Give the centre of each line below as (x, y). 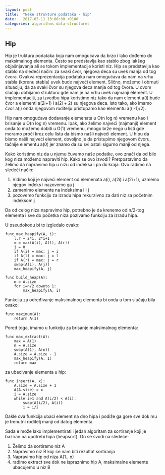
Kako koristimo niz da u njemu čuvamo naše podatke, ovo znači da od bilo (81, 154)
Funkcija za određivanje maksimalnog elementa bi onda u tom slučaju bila (80, 300)
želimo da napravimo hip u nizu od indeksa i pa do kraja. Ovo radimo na (78, 165)
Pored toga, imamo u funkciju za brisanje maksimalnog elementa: (72, 328)
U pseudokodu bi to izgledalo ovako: (42, 225)
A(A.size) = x (28, 390)
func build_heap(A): (27, 278)
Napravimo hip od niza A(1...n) (43, 457)
